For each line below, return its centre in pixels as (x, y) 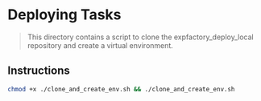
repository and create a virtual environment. (100, 45)
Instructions (39, 71)
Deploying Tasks (64, 15)
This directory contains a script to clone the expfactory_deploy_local (141, 37)
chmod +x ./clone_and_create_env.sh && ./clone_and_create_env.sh (121, 89)
